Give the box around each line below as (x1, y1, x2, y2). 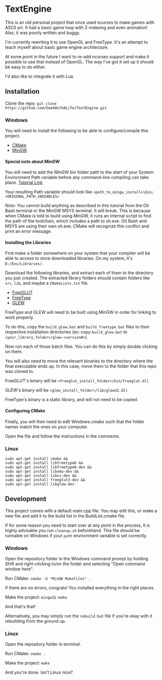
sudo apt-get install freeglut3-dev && (5, 477, 86, 482)
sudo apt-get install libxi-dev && (5, 473, 77, 478)
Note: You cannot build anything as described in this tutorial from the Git (5, 203, 149, 209)
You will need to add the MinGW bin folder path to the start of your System (5, 169, 154, 175)
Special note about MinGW (5, 159, 60, 164)
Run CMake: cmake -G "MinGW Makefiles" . (5, 576, 91, 582)
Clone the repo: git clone (5, 100, 57, 106)
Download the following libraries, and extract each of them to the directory (5, 270, 154, 276)
